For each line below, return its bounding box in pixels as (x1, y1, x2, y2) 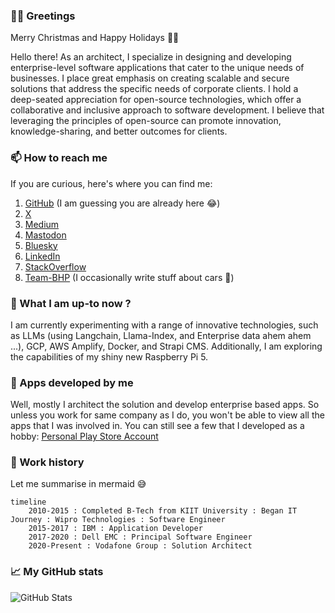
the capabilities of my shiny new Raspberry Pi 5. (10, 350, 209, 363)
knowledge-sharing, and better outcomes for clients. (10, 125, 228, 138)
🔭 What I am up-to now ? (10, 296, 132, 310)
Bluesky (24, 239, 58, 251)
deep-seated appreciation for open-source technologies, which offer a (10, 94, 302, 106)
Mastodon (24, 229, 67, 241)
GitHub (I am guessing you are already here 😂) (24, 197, 221, 209)
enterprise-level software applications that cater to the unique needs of (10, 62, 305, 74)
